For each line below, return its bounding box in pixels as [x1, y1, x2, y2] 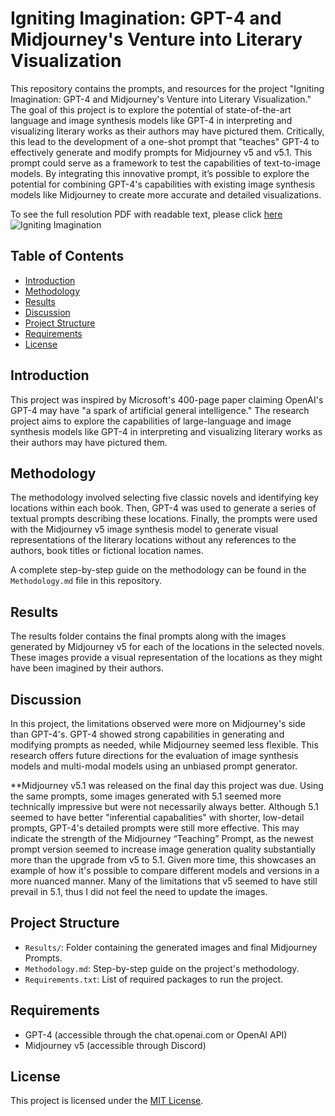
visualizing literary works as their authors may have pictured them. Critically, [10, 125, 325, 137]
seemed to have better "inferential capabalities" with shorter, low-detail [10, 812, 305, 823]
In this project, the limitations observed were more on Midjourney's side [10, 718, 306, 729]
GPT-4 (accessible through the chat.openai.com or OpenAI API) [24, 1028, 288, 1041]
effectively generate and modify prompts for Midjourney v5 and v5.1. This [10, 146, 313, 158]
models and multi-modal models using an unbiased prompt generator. [10, 760, 298, 772]
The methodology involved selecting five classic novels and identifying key [10, 492, 320, 504]
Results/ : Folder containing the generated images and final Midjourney [24, 941, 318, 953]
